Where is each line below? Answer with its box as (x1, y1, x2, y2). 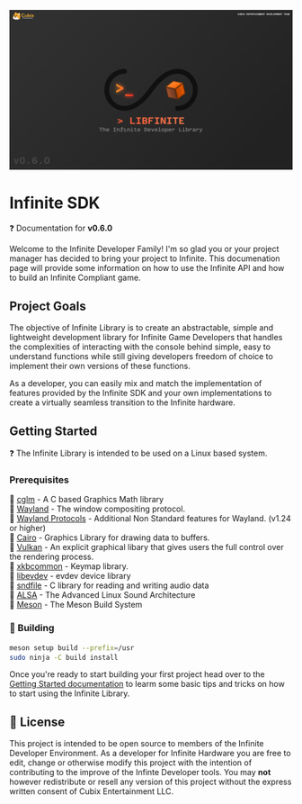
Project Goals (9, 298, 87, 313)
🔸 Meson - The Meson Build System (9, 600, 143, 610)
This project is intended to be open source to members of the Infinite (9, 738, 264, 749)
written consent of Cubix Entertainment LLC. (9, 786, 174, 797)
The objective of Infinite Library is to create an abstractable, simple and (9, 322, 274, 333)
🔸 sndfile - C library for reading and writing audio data (9, 580, 209, 591)
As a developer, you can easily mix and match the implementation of (9, 378, 262, 389)
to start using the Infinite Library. (9, 688, 130, 699)
